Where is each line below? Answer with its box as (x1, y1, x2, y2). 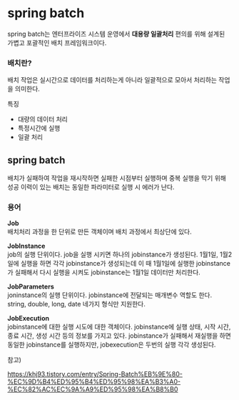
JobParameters (7, 282, 55, 291)
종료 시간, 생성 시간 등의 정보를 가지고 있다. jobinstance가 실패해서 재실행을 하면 (7, 331, 232, 340)
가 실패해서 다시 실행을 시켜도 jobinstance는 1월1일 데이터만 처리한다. (7, 268, 201, 276)
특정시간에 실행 (17, 124, 61, 133)
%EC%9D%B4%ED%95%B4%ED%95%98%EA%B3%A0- (7, 377, 180, 386)
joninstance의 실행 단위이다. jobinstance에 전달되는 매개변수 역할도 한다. (7, 291, 213, 299)
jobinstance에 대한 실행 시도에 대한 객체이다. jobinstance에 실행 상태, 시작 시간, (7, 323, 231, 331)
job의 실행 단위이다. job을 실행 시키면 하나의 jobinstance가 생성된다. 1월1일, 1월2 (7, 250, 233, 259)
